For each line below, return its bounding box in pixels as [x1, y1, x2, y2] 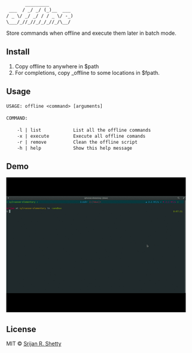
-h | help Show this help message [17, 145, 133, 151]
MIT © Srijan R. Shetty [6, 340, 62, 348]
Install [6, 47, 30, 57]
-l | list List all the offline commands [17, 127, 151, 133]
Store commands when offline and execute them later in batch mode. [6, 29, 176, 37]
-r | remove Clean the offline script [17, 139, 138, 145]
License [6, 324, 36, 334]
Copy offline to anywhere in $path [14, 62, 99, 70]
